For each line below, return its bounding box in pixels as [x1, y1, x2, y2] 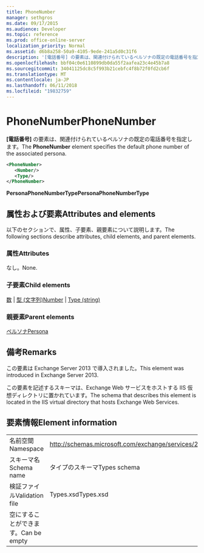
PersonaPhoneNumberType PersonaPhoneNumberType [6, 189, 149, 197]
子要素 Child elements [6, 281, 71, 289]
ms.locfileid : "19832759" [6, 88, 72, 94]
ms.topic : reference [6, 32, 59, 38]
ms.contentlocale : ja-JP [6, 77, 69, 83]
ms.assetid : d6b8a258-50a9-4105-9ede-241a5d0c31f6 [6, 49, 137, 55]
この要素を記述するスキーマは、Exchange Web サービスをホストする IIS [6, 384, 186, 391]
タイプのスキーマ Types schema [49, 463, 140, 471]
